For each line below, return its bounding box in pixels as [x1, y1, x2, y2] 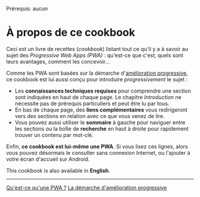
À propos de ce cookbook [6, 26, 136, 39]
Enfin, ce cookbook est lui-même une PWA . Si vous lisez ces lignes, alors [6, 142, 189, 150]
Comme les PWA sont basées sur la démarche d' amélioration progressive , [6, 69, 188, 77]
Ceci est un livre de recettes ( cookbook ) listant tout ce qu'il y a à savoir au [6, 45, 189, 52]
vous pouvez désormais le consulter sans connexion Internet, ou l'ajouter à [6, 149, 190, 156]
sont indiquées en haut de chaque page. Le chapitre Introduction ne [14, 93, 182, 100]
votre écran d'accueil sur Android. [6, 155, 90, 163]
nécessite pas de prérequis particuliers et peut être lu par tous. [14, 100, 170, 107]
